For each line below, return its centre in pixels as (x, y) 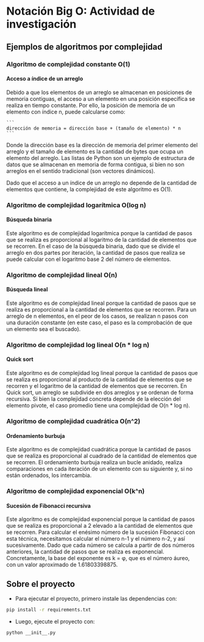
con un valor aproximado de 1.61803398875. (62, 565)
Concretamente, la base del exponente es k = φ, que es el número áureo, (98, 558)
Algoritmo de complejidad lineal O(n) (62, 275)
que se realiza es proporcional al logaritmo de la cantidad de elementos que (101, 239)
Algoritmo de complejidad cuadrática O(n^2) (73, 421)
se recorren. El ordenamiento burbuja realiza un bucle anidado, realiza (94, 462)
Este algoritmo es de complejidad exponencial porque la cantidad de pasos (100, 519)
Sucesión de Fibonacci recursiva (49, 506)
